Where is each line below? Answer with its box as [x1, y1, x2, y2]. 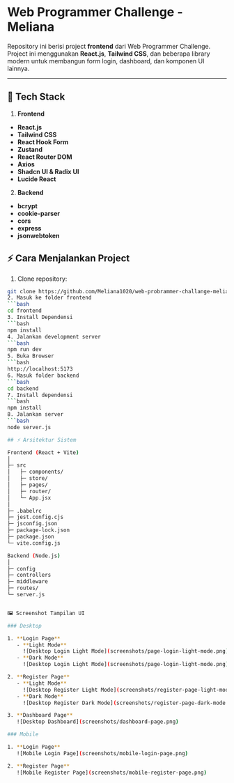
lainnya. [7, 64, 30, 72]
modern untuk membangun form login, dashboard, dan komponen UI [7, 56, 205, 65]
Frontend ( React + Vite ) [7, 449, 79, 456]
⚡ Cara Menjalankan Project [7, 252, 130, 265]
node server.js [7, 424, 52, 431]
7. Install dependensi [7, 391, 73, 398]
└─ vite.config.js [7, 539, 61, 547]
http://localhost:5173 [7, 366, 73, 373]
